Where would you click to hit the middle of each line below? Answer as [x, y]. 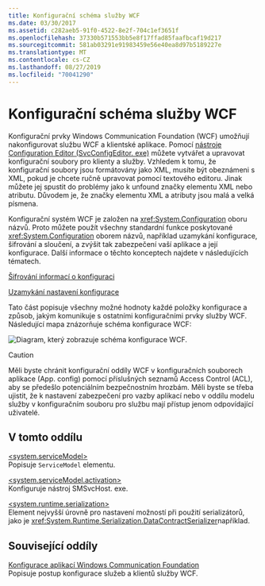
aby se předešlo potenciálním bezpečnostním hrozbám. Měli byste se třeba [131, 387]
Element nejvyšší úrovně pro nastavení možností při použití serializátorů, [127, 512]
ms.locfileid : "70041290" [51, 75]
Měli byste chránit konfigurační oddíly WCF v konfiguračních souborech [126, 370]
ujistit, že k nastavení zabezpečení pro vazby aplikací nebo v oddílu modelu [132, 395]
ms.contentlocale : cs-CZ [49, 60]
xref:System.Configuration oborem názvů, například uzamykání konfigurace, [133, 236]
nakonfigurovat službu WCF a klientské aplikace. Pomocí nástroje [115, 145]
